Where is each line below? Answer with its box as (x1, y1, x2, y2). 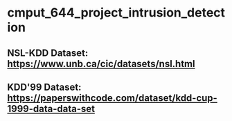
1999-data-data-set (7, 102, 96, 115)
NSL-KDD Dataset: (7, 47, 89, 59)
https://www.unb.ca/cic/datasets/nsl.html (7, 57, 195, 70)
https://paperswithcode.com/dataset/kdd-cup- (7, 92, 218, 104)
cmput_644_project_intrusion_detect (7, 5, 226, 21)
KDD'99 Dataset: (7, 81, 82, 93)
